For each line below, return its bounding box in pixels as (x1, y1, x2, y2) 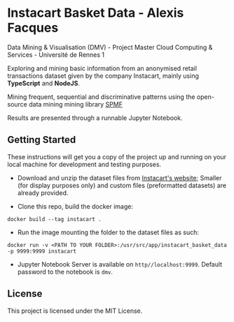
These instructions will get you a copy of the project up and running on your (7, 152, 226, 161)
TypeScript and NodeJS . (7, 79, 81, 87)
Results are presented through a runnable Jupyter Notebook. (7, 114, 183, 122)
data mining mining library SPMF (29, 100, 123, 108)
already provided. (17, 188, 69, 197)
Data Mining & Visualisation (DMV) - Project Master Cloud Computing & (7, 43, 213, 51)
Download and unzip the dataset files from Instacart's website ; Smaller (17, 173, 222, 182)
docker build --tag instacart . (7, 215, 102, 222)
